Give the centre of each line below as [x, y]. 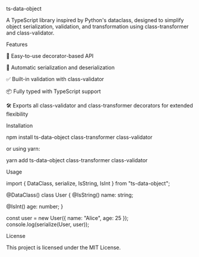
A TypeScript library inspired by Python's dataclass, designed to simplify [95, 20]
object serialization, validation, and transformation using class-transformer [97, 27]
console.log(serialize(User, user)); [48, 224]
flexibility [17, 114]
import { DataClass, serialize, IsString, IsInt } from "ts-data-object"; [88, 183]
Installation [20, 126]
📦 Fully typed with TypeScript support [53, 91]
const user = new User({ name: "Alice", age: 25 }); [67, 218]
